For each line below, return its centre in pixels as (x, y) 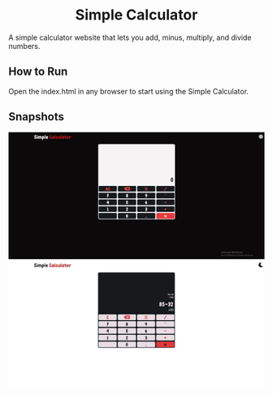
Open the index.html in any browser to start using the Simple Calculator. (129, 91)
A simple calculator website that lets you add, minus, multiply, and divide (130, 37)
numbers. (24, 46)
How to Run (38, 72)
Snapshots (37, 117)
